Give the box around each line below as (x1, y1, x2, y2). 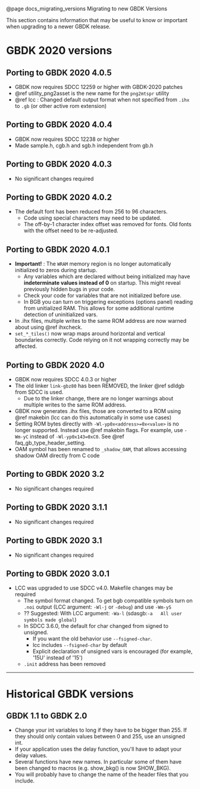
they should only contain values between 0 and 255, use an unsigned (14, 733, 186, 740)
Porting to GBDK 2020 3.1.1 (6, 503, 108, 513)
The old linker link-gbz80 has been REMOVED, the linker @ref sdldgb (14, 382, 185, 390)
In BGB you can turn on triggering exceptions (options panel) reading (23, 298, 193, 306)
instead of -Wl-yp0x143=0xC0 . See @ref (29, 433, 124, 440)
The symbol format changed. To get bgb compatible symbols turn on (23, 597, 193, 605)
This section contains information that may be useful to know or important (6, 17, 187, 23)
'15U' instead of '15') (32, 654, 83, 661)
